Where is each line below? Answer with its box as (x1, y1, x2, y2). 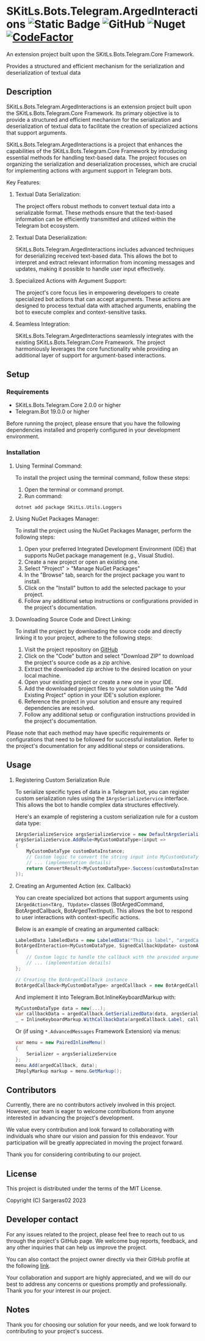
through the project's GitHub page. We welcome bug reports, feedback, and (6, 1237, 198, 1244)
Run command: (24, 492, 63, 499)
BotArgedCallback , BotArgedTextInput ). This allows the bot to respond (15, 907, 193, 914)
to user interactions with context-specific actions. (15, 913, 140, 921)
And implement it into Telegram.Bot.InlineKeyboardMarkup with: (15, 993, 176, 1001)
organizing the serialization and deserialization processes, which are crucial (6, 160, 197, 168)
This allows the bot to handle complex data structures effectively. (15, 801, 180, 809)
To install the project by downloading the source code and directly (15, 627, 182, 635)
